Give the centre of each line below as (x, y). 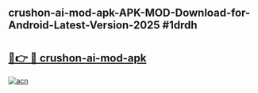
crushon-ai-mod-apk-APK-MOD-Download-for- (129, 13)
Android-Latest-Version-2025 (84, 26)
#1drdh (180, 26)
